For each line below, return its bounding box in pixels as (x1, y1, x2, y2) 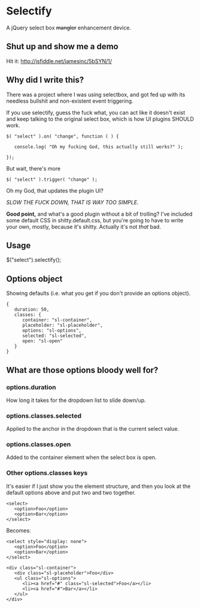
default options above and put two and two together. (6, 488, 136, 496)
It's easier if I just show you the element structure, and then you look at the (6, 482, 191, 490)
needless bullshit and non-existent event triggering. (6, 97, 134, 105)
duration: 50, (14, 306, 50, 313)
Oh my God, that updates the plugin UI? (6, 187, 104, 194)
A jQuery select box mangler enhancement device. (6, 24, 132, 31)
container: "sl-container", (22, 317, 93, 323)
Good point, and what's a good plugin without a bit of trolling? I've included (6, 210, 193, 217)
